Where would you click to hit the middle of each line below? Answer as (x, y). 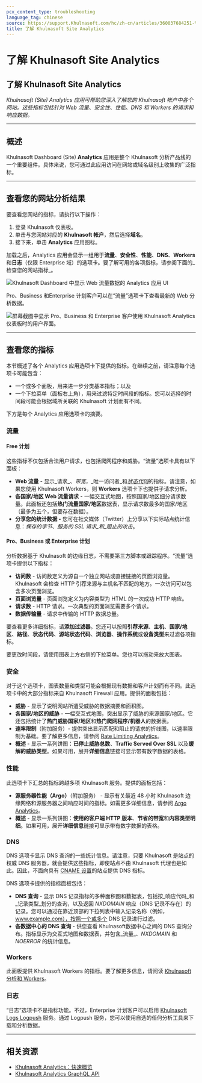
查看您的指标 (30, 350)
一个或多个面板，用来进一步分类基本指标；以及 (73, 385)
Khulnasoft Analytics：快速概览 (54, 1067)
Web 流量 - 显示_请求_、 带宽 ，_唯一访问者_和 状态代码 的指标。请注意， (103, 481)
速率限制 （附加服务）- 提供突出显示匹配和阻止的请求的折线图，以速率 (101, 729)
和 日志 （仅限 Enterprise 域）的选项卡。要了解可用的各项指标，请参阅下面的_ (101, 262)
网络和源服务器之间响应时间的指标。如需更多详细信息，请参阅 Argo (103, 803)
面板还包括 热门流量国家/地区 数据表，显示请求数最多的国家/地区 (109, 504)
